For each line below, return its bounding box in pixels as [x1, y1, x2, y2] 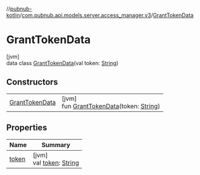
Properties [6, 123, 47, 133]
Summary [41, 140, 71, 149]
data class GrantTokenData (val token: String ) [6, 59, 119, 66]
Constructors [6, 77, 58, 87]
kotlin [6, 12, 20, 19]
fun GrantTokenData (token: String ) [61, 101, 160, 110]
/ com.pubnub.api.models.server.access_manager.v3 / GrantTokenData [19, 12, 194, 19]
